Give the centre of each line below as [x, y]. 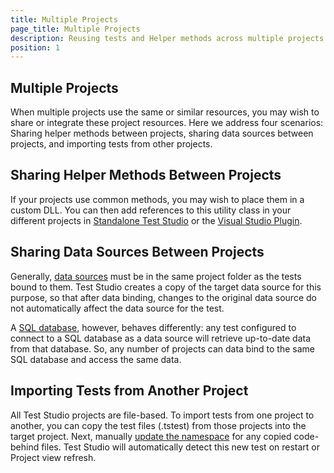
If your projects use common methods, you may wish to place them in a [157, 199]
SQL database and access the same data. [96, 359]
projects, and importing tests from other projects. [111, 144]
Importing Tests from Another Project [129, 391]
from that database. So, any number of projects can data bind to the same [163, 348]
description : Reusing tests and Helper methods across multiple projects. [169, 38]
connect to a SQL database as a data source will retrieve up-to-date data [161, 338]
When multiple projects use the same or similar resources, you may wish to [165, 112]
